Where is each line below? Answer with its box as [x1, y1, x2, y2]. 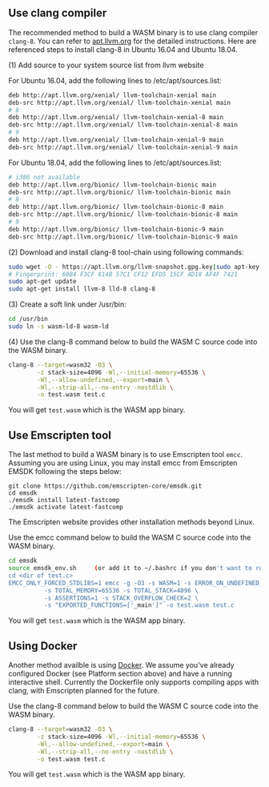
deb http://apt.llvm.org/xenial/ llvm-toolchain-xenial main [8, 91, 217, 99]
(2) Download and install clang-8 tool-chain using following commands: [8, 247, 244, 257]
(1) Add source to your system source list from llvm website [8, 60, 204, 70]
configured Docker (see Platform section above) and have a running [8, 669, 232, 679]
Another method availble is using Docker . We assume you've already [8, 661, 235, 670]
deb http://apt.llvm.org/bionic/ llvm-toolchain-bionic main [8, 180, 217, 189]
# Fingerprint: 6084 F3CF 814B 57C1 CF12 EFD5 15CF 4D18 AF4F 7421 [8, 270, 239, 279]
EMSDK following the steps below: [8, 467, 122, 476]
